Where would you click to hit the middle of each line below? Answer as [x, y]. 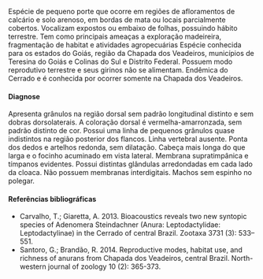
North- [242, 259]
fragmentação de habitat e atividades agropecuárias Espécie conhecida [125, 45]
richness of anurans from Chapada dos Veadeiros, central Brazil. [124, 259]
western [33, 266]
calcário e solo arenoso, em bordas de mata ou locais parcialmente [117, 20]
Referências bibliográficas [52, 199]
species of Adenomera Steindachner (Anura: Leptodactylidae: [120, 225]
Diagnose [24, 96]
